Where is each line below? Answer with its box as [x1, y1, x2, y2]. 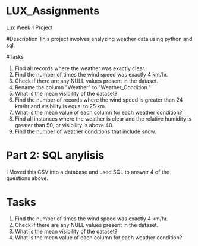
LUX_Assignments [6, 4, 100, 18]
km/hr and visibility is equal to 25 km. [14, 102, 106, 109]
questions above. [6, 174, 49, 182]
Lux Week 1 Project [6, 24, 53, 31]
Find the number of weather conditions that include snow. [14, 128, 156, 135]
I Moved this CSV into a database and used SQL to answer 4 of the [6, 168, 170, 175]
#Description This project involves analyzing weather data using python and [6, 35, 193, 42]
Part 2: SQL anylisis [6, 149, 105, 162]
